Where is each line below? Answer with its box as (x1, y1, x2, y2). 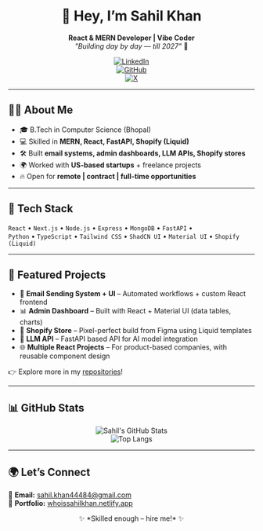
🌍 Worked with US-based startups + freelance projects (19, 160, 202, 170)
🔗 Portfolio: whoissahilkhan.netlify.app (8, 499, 133, 507)
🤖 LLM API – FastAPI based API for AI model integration (19, 334, 198, 344)
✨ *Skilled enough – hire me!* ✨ (78, 514, 185, 523)
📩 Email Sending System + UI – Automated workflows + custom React (19, 289, 247, 298)
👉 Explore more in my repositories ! (8, 367, 124, 376)
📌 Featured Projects (8, 268, 106, 281)
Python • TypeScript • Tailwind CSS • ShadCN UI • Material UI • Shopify (8, 231, 240, 240)
